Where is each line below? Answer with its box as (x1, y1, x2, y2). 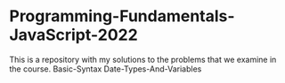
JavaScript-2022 (9, 25, 138, 45)
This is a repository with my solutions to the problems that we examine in (9, 54, 277, 64)
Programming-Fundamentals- (9, 6, 235, 26)
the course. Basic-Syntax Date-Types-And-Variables (9, 64, 202, 74)
